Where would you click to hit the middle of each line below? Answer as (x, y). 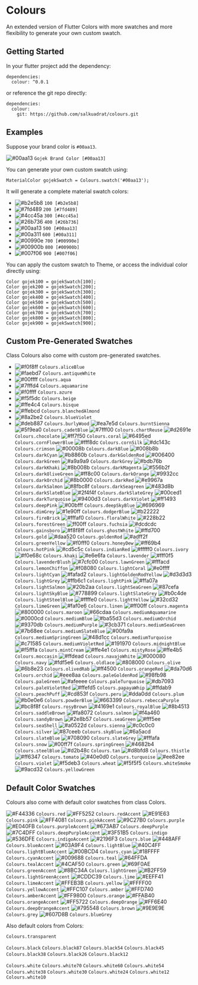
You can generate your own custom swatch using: (67, 169)
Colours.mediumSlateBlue (74, 632)
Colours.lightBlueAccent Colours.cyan (69, 852)
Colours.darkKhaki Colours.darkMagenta (78, 468)
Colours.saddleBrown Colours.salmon (73, 713)
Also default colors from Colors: (45, 926)
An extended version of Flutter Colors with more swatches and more (89, 27)
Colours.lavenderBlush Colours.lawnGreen (79, 562)
